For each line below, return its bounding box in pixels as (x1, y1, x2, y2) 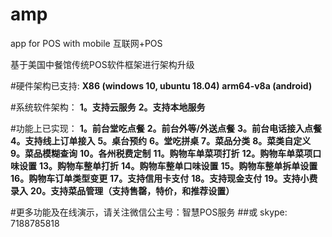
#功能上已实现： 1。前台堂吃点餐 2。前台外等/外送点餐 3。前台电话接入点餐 (10, 122, 323, 134)
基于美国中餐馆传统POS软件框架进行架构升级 (10, 58, 195, 70)
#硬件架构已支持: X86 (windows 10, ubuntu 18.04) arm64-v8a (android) (10, 79, 313, 92)
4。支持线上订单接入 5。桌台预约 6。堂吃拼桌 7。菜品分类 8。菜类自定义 (10, 134, 312, 147)
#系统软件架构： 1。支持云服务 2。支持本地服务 (10, 101, 206, 113)
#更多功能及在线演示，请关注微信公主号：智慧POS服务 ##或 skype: (10, 206, 288, 218)
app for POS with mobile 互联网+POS (10, 37, 163, 49)
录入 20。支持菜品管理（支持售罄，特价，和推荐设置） (10, 184, 235, 197)
